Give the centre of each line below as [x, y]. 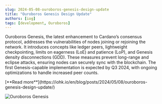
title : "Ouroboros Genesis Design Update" [48, 14]
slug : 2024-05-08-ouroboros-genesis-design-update [57, 9]
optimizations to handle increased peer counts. [52, 73]
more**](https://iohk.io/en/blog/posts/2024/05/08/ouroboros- [85, 82]
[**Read [14, 82]
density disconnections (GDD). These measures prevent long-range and [77, 57]
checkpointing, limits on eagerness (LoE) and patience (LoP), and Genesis [79, 52]
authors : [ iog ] [20, 18]
